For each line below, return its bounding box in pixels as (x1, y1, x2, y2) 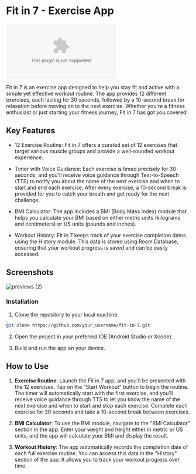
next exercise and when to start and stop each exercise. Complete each (14, 402, 188, 409)
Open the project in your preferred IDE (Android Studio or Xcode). (14, 333, 173, 340)
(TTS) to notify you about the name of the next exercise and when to (14, 177, 180, 184)
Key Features (6, 126, 56, 136)
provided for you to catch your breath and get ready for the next (14, 190, 170, 197)
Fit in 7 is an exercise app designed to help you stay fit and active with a (6, 83, 180, 90)
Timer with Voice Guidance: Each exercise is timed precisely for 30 (14, 165, 177, 172)
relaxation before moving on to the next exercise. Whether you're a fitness (6, 102, 185, 109)
